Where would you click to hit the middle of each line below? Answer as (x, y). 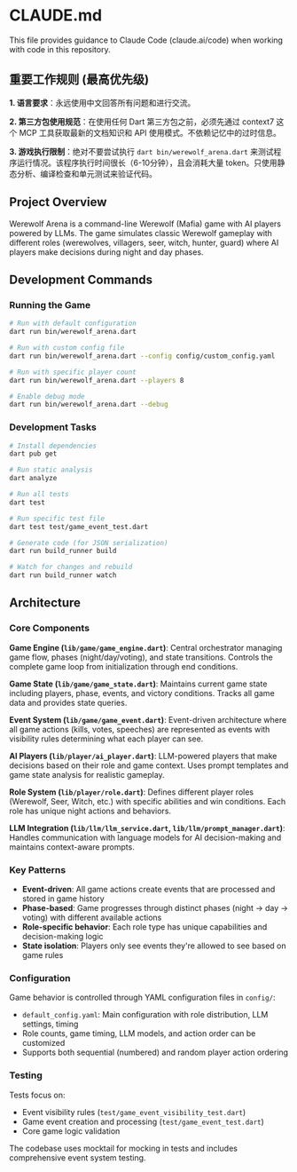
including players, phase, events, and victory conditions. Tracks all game (142, 693)
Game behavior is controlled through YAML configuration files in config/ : (143, 998)
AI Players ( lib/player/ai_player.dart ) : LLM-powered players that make (143, 756)
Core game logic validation (71, 1131)
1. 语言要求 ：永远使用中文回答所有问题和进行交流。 (102, 102)
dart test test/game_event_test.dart (79, 527)
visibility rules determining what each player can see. (106, 739)
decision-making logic (63, 937)
